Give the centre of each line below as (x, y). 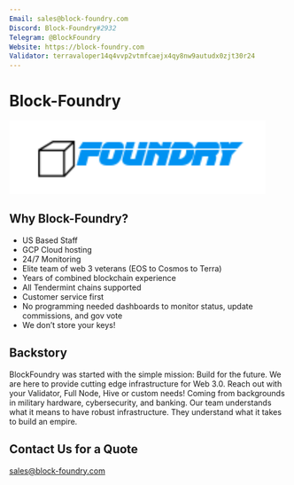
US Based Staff (50, 240)
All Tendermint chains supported (81, 287)
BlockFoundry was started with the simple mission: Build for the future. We (145, 374)
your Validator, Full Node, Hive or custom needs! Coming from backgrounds (147, 393)
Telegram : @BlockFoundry (55, 37)
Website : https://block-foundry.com (77, 47)
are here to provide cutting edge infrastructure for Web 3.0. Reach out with (146, 383)
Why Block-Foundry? (69, 219)
